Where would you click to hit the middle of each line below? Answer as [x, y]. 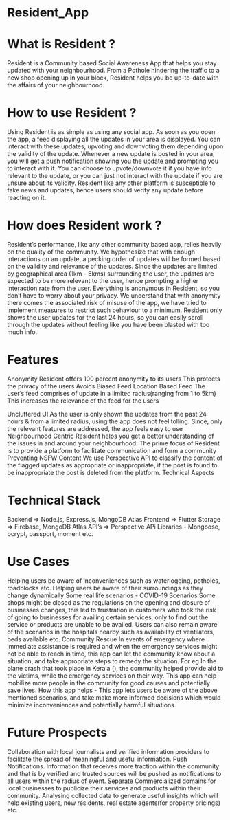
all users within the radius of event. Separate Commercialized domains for [112, 781]
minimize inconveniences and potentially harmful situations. [92, 705]
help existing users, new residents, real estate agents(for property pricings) [114, 803]
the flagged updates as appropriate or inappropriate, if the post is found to [112, 465]
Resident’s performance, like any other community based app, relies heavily [114, 244]
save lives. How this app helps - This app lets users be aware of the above [112, 690]
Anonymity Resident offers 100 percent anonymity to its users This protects [114, 379]
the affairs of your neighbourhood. [56, 85]
